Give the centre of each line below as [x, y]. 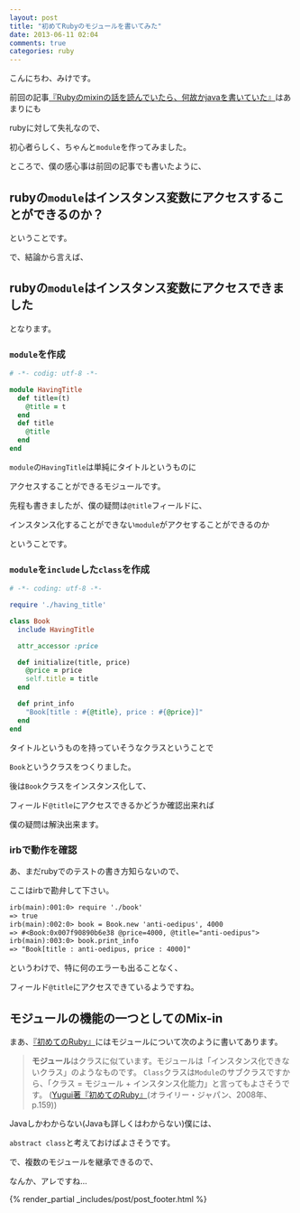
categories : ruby [42, 51]
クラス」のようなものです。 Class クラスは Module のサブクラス [153, 1072]
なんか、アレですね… [48, 1180]
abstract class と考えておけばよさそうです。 [92, 1143]
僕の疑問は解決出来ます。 [56, 824]
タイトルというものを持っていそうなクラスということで [112, 747]
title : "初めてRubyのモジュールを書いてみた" [86, 26]
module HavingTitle [46, 389]
